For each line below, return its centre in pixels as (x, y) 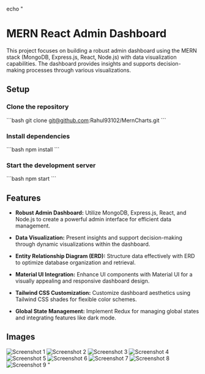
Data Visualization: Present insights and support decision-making (99, 238)
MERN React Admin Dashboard (87, 34)
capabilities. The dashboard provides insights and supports (81, 63)
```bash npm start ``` (32, 179)
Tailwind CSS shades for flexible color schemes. (76, 299)
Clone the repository (38, 107)
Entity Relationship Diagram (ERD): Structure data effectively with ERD (105, 256)
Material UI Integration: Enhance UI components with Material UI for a (104, 275)
